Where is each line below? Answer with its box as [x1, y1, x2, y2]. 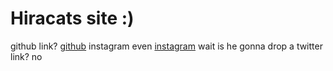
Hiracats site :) [10, 7, 135, 30]
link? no [10, 50, 43, 62]
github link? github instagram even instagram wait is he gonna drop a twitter [10, 40, 323, 52]
